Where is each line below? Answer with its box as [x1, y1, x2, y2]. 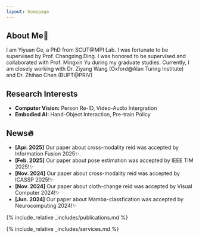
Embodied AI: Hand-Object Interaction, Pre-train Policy [14, 111, 151, 118]
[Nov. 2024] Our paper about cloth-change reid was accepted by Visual [14, 183, 192, 190]
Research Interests [6, 88, 78, 99]
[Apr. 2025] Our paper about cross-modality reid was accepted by [14, 144, 179, 151]
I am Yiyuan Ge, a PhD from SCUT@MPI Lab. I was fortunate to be [6, 46, 169, 53]
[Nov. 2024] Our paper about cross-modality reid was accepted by [14, 170, 181, 177]
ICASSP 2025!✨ [14, 176, 54, 183]
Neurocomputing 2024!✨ [14, 202, 77, 210]
